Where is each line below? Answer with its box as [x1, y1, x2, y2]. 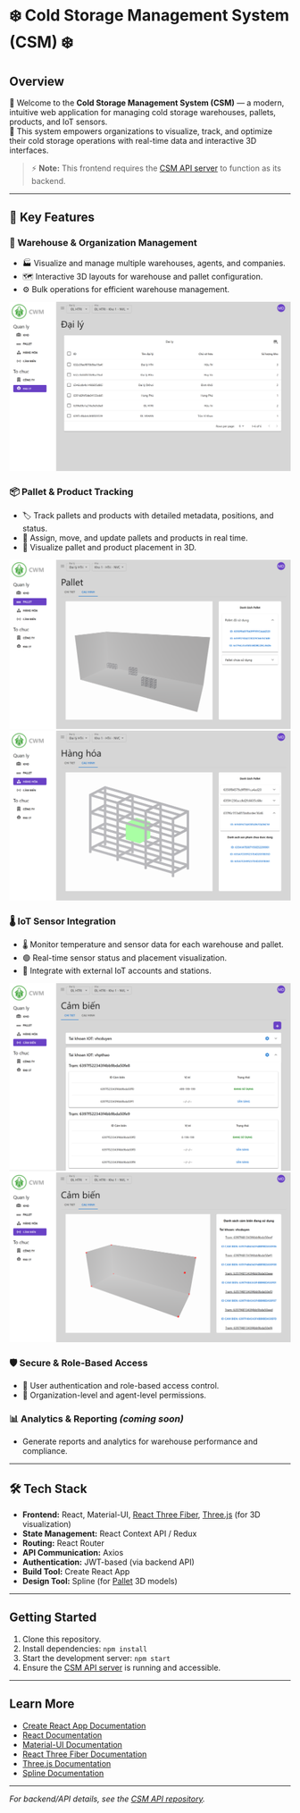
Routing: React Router [21, 1538, 105, 1549]
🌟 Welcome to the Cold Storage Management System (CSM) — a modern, [9, 97, 285, 108]
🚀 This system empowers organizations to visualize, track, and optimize [9, 126, 273, 137]
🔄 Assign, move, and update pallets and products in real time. [21, 532, 248, 543]
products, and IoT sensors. [9, 116, 108, 127]
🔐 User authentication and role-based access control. [21, 1380, 220, 1390]
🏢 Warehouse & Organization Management [9, 237, 198, 249]
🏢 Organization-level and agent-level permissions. [21, 1389, 207, 1400]
